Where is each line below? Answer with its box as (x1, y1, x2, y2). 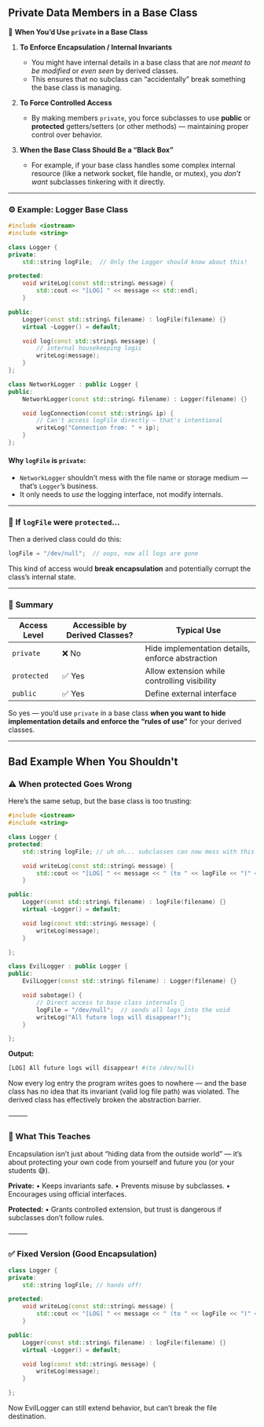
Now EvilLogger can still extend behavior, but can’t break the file (8, 1403, 218, 1413)
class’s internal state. (8, 572, 76, 582)
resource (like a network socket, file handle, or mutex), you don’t (31, 168, 241, 178)
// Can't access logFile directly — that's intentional (36, 417, 223, 425)
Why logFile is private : (8, 455, 86, 465)
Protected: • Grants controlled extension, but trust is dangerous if (8, 1204, 222, 1214)
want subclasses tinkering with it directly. (31, 177, 166, 186)
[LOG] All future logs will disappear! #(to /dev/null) (8, 1065, 195, 1072)
